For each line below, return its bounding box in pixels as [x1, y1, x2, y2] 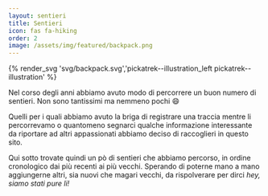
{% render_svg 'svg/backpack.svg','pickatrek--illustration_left [8, 63, 213, 73]
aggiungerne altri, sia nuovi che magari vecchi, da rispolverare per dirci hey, [8, 170, 261, 180]
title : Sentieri [8, 19, 63, 27]
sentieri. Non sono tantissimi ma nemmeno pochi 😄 [8, 96, 179, 106]
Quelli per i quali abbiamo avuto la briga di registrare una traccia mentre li [8, 112, 252, 121]
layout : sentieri [8, 11, 67, 20]
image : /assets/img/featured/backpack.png [8, 42, 153, 50]
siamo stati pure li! [8, 178, 70, 189]
